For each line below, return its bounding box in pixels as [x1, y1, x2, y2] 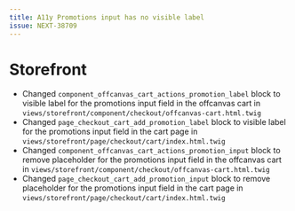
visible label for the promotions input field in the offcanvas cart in [21, 98, 260, 109]
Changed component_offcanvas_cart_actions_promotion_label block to [21, 89, 282, 99]
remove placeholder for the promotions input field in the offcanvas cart [21, 154, 283, 165]
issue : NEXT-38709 [9, 21, 77, 30]
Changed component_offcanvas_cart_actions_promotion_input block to [21, 145, 282, 156]
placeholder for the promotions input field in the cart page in [21, 183, 243, 193]
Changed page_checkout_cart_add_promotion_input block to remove [21, 174, 271, 184]
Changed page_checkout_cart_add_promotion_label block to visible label [21, 117, 286, 128]
